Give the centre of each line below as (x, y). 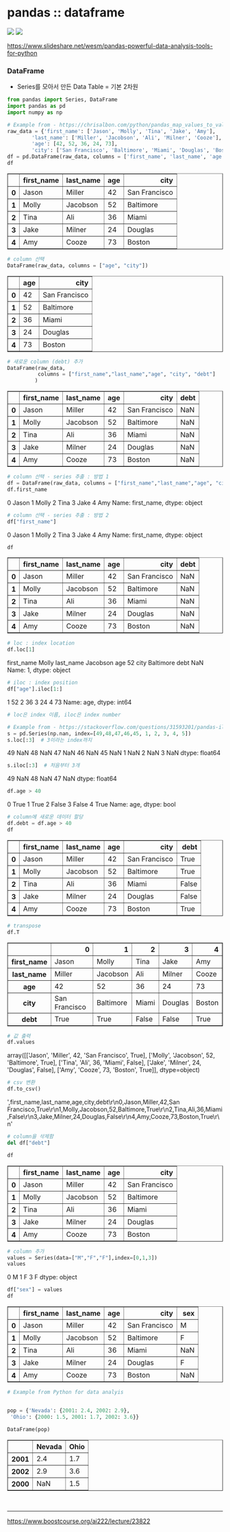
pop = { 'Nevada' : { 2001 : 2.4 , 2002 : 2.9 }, (68, 1411)
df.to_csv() (24, 1089)
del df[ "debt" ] (29, 1143)
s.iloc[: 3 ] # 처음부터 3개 (43, 766)
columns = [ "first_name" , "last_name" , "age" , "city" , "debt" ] (126, 374)
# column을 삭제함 (30, 1137)
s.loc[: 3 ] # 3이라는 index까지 (50, 740)
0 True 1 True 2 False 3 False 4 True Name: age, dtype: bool (91, 804)
